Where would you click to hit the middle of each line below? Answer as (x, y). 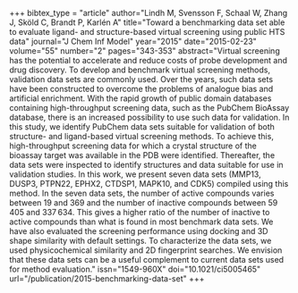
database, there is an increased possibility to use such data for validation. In (149, 117)
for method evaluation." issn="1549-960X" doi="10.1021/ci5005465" (135, 269)
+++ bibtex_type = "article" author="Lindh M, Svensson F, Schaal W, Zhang (149, 13)
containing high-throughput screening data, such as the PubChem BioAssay (149, 108)
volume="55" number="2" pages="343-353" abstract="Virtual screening (145, 51)
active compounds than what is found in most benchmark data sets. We (141, 222)
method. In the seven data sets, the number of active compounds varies (142, 193)
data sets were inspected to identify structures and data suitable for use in (146, 165)
